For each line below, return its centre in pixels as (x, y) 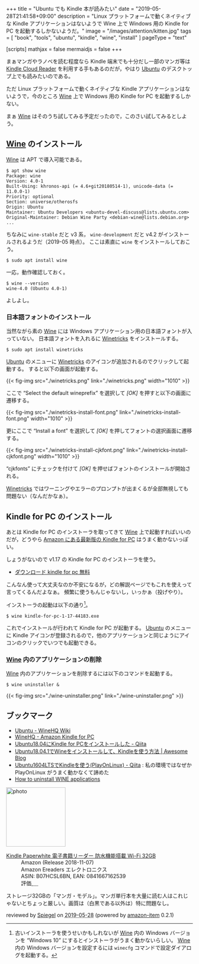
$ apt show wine (26, 171)
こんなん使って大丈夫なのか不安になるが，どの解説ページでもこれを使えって (99, 584)
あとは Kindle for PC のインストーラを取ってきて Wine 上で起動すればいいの (99, 532)
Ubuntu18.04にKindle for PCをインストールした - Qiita (81, 743)
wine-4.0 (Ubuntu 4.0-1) (37, 288)
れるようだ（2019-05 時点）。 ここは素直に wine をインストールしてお (101, 241)
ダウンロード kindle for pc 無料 (52, 572)
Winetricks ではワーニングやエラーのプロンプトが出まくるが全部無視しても (97, 489)
